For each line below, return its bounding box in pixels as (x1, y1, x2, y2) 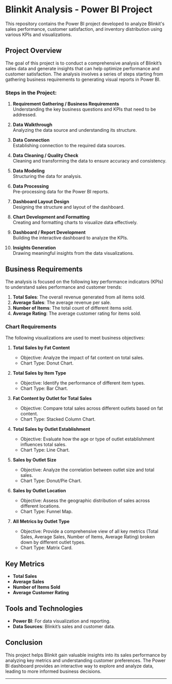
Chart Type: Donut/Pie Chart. (20, 478, 82, 484)
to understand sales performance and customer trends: (5, 284, 122, 290)
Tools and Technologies (5, 604, 83, 613)
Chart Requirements (5, 323, 57, 330)
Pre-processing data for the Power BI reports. (12, 189, 109, 195)
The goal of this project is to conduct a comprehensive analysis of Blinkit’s (5, 60, 162, 66)
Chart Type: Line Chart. (20, 447, 70, 453)
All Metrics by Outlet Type (12, 518, 70, 525)
